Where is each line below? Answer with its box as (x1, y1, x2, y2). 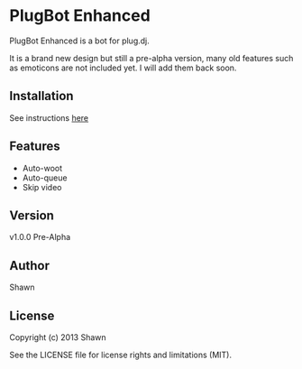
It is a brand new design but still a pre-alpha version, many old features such (9, 52, 294, 63)
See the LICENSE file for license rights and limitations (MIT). (9, 349, 233, 360)
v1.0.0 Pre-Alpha (9, 232, 71, 243)
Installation (9, 88, 74, 104)
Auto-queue (22, 172, 68, 183)
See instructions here (9, 112, 89, 123)
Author (9, 258, 50, 273)
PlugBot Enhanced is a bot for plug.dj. (9, 35, 151, 46)
